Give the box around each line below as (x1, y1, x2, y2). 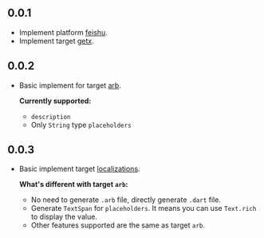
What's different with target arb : (18, 180, 128, 189)
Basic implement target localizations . (18, 164, 140, 174)
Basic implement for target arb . (18, 80, 121, 90)
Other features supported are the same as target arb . (30, 220, 205, 230)
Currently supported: (18, 96, 92, 105)
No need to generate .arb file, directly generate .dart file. (30, 195, 221, 204)
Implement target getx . (18, 36, 95, 46)
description (30, 113, 71, 121)
